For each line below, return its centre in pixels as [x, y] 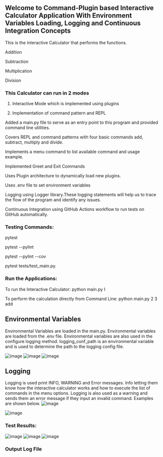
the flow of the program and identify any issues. [53, 200]
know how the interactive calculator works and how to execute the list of [78, 388]
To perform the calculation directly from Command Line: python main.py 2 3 [81, 299]
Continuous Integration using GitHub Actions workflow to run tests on [75, 209]
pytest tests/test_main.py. [31, 266]
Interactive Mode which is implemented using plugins [65, 104]
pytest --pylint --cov [26, 257]
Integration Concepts [38, 31]
